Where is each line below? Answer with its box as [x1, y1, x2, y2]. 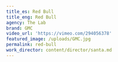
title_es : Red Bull [6, 8, 54, 15]
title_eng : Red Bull [6, 14, 57, 20]
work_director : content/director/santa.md [6, 47, 112, 53]
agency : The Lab [6, 19, 46, 25]
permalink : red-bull [6, 42, 57, 48]
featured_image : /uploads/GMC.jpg [6, 36, 91, 42]
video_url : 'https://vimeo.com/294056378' [6, 31, 112, 37]
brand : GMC [6, 25, 33, 31]
